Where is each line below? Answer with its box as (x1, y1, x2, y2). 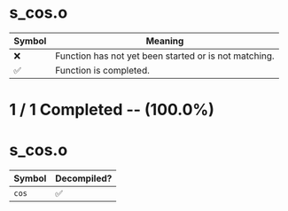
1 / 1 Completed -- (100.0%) (9, 100, 215, 120)
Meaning (145, 35, 184, 47)
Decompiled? (54, 172, 113, 184)
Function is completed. (54, 64, 151, 76)
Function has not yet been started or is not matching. (54, 50, 275, 62)
